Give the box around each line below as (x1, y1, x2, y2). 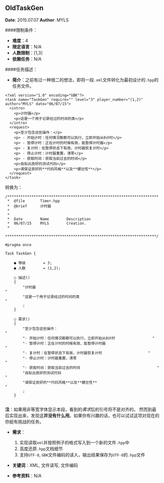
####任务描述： (5, 66, 38, 72)
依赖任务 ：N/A (12, 56, 42, 62)
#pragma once (5, 242, 32, 247)
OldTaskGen (5, 4, 44, 12)
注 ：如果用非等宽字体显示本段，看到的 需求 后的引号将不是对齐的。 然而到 (5, 406, 152, 412)
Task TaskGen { (5, 251, 36, 256)
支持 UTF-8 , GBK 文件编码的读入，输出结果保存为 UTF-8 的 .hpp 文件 (19, 452, 145, 457)
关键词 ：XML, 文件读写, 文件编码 (12, 462, 78, 468)
